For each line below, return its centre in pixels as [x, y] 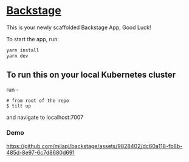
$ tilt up [19, 106]
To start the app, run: [33, 39]
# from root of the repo [38, 101]
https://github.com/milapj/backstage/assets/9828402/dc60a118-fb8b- [94, 146]
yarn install [23, 50]
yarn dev [17, 56]
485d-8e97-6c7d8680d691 [40, 152]
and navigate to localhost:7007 [45, 117]
